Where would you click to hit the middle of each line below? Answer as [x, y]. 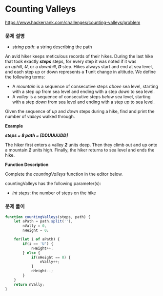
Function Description [27, 165]
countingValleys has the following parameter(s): [53, 184]
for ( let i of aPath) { [37, 240]
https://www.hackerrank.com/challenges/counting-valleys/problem [73, 22]
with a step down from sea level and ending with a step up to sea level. [83, 102]
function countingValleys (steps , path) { [48, 217]
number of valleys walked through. [40, 117]
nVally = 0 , [35, 226]
